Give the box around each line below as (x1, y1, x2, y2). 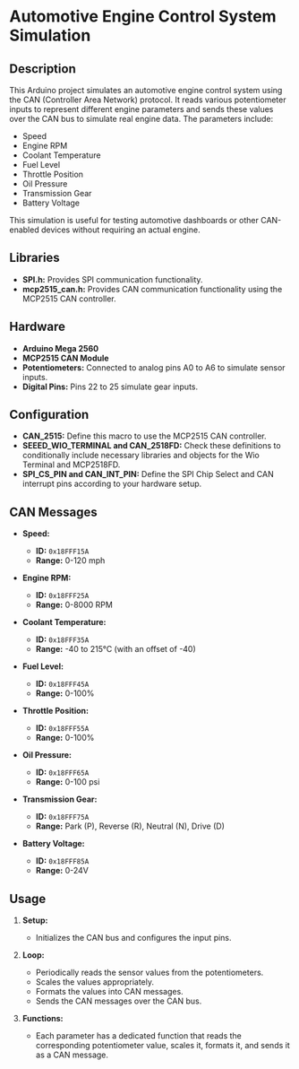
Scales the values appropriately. (35, 977, 155, 987)
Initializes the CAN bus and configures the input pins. (35, 933, 232, 943)
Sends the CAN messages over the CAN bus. (35, 995, 202, 1006)
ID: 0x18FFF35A (35, 634, 90, 645)
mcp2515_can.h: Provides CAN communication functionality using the (21, 283, 283, 294)
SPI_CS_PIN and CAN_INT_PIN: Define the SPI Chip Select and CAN (21, 469, 275, 480)
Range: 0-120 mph (35, 555, 106, 566)
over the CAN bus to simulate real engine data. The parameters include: (9, 114, 274, 124)
